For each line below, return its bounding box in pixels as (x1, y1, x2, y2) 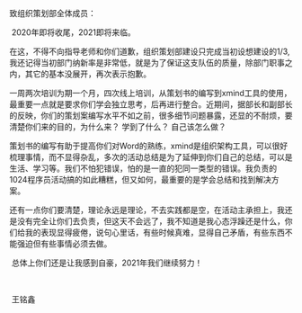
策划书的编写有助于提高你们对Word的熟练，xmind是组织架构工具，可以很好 (9, 140, 289, 151)
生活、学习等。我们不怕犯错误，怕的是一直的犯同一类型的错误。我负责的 (9, 163, 277, 174)
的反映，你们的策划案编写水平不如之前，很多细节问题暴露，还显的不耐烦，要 (9, 111, 293, 121)
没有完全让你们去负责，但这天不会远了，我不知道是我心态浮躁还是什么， (16, 216, 285, 227)
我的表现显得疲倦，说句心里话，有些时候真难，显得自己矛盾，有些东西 (24, 228, 285, 237)
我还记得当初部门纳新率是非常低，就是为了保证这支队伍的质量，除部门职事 (9, 58, 285, 67)
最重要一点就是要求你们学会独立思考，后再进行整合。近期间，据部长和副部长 (9, 99, 293, 110)
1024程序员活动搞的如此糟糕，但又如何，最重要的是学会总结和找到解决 (9, 174, 271, 184)
